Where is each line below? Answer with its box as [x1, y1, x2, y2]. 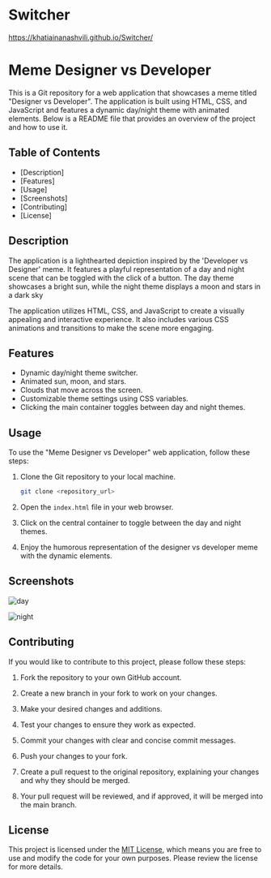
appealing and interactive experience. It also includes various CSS [8, 314, 229, 324]
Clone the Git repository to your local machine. [19, 472, 176, 482]
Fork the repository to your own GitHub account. [19, 672, 182, 682]
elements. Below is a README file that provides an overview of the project [8, 114, 256, 123]
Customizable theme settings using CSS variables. [19, 394, 188, 403]
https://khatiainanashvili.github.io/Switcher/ [8, 32, 154, 42]
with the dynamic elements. [19, 551, 112, 561]
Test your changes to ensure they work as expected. [19, 720, 196, 730]
